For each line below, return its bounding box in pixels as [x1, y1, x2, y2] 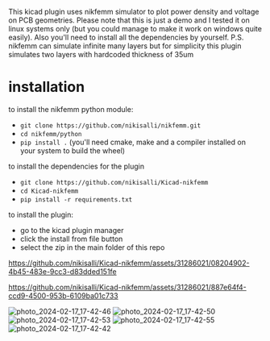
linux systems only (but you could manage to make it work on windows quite [8, 24, 262, 33]
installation [8, 78, 85, 96]
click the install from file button [19, 234, 123, 243]
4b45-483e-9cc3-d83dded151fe [8, 266, 117, 277]
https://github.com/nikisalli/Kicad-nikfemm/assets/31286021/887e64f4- [8, 282, 247, 292]
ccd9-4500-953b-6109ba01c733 [8, 290, 118, 301]
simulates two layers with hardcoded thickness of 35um [8, 50, 194, 59]
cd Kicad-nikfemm [19, 187, 79, 195]
